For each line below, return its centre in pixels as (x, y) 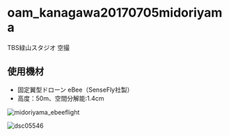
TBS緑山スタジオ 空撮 (39, 47)
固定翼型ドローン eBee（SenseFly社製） (75, 90)
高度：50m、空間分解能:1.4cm (61, 98)
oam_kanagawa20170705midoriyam (115, 13)
